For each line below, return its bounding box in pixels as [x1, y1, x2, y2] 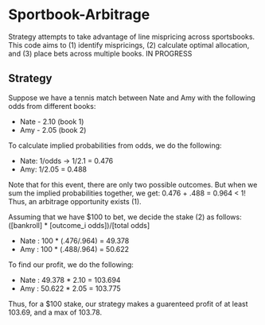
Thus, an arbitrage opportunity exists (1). [8, 196, 142, 206]
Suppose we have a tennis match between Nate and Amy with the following [8, 93, 256, 103]
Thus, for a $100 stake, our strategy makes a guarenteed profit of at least [8, 299, 248, 308]
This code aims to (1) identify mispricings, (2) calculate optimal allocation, [8, 40, 250, 49]
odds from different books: [8, 101, 96, 110]
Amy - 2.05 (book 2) [19, 125, 87, 134]
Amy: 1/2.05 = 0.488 [19, 164, 88, 174]
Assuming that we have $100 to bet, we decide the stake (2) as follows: [8, 212, 242, 222]
